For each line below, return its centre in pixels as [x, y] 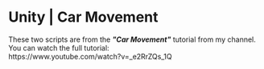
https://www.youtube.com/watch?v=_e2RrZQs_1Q [90, 56]
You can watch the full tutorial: [59, 47]
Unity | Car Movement [83, 17]
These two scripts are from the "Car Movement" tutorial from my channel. [132, 39]
